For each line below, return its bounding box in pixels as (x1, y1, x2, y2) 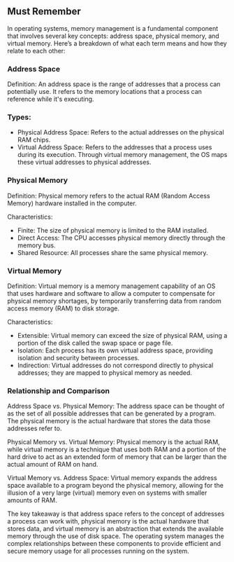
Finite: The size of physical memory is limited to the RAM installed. (17, 226, 209, 234)
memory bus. (17, 241, 56, 249)
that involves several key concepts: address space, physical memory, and (7, 32, 220, 40)
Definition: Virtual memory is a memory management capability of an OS (7, 282, 216, 290)
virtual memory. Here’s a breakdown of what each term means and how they (7, 39, 227, 48)
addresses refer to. (7, 424, 62, 433)
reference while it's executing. (7, 95, 94, 104)
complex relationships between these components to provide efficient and (7, 540, 221, 548)
